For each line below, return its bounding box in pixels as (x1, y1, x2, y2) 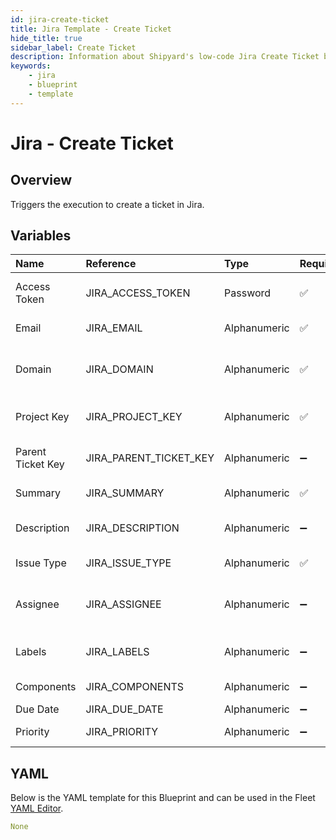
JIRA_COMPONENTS (85, 680, 185, 694)
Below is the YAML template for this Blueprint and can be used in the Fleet (10, 792, 316, 804)
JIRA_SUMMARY (85, 486, 165, 500)
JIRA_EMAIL (85, 321, 143, 335)
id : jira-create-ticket (10, 14, 110, 25)
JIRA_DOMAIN (85, 362, 154, 376)
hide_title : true (10, 33, 83, 43)
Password (224, 286, 272, 300)
